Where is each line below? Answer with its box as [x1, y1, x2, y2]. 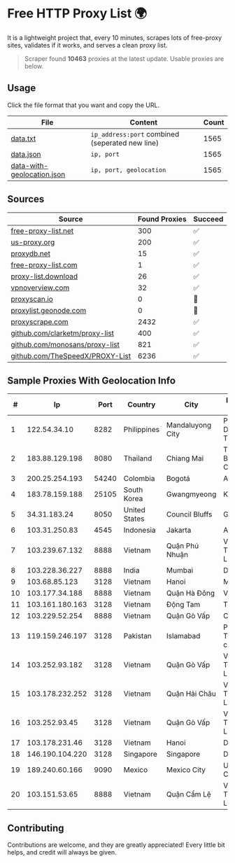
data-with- [10, 160, 49, 170]
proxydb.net [10, 248, 51, 258]
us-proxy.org [10, 237, 55, 247]
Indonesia [123, 526, 156, 535]
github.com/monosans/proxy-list [10, 339, 120, 349]
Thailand [123, 454, 152, 463]
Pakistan [123, 631, 152, 641]
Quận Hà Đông [166, 589, 215, 598]
